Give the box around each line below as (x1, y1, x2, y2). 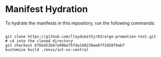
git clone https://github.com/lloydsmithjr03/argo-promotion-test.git (5, 34, 156, 39)
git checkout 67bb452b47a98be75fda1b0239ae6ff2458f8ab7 (5, 42, 125, 48)
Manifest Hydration (5, 3, 88, 15)
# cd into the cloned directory (5, 38, 73, 43)
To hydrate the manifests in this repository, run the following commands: (5, 20, 155, 26)
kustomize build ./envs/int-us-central (5, 47, 89, 52)
